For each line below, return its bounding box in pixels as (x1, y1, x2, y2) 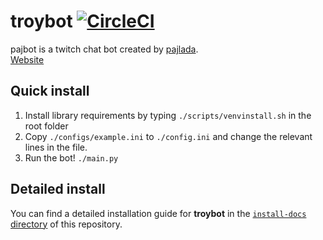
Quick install (10, 83, 90, 100)
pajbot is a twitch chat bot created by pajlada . (10, 43, 199, 55)
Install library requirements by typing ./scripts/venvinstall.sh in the (24, 109, 312, 121)
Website (10, 53, 45, 65)
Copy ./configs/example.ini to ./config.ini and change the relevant (24, 130, 313, 142)
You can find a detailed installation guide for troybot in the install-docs (10, 207, 307, 219)
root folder (24, 120, 69, 132)
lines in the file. (24, 141, 88, 153)
